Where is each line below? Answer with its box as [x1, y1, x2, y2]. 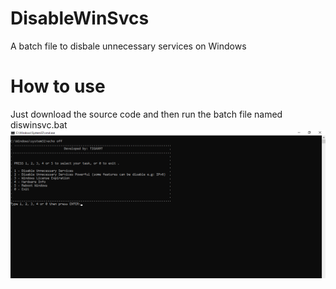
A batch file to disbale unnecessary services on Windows [10, 40, 247, 52]
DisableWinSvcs [10, 7, 150, 30]
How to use [10, 75, 106, 98]
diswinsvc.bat [10, 118, 68, 131]
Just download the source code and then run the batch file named [10, 108, 283, 120]
